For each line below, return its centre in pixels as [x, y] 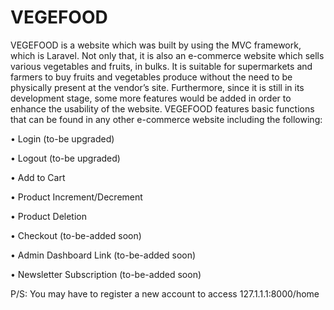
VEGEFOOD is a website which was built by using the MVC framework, [156, 45]
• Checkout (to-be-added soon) [76, 235]
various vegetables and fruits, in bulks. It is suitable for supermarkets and [161, 66]
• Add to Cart [38, 177]
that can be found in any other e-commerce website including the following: [166, 119]
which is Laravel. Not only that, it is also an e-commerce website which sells [167, 55]
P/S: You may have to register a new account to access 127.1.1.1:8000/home [165, 293]
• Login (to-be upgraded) [62, 138]
